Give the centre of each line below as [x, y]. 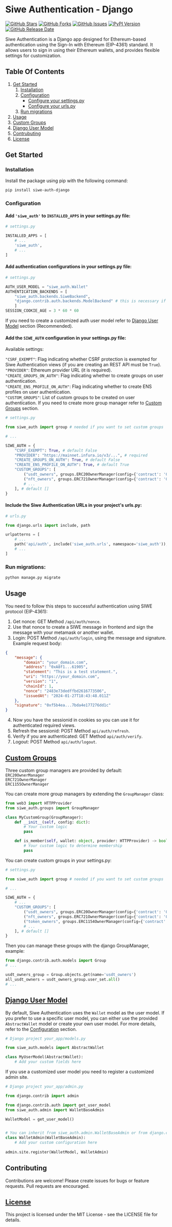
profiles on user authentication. [38, 392]
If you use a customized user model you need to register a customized [80, 1072]
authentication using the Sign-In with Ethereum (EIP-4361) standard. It [79, 44]
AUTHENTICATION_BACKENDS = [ [36, 292]
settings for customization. [34, 56]
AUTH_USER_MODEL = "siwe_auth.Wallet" [47, 287]
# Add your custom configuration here [56, 1143]
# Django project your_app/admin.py [44, 1087]
